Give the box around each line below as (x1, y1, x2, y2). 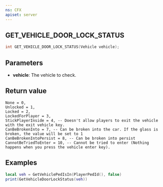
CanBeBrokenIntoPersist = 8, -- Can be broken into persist (5, 136, 136, 141)
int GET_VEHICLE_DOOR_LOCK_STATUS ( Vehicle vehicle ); (5, 44, 120, 50)
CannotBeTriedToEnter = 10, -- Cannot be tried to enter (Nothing (5, 140, 149, 145)
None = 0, (5, 100, 26, 105)
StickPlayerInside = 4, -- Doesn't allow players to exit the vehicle (5, 118, 158, 123)
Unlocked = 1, (5, 105, 36, 110)
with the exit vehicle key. (5, 122, 65, 128)
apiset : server (5, 12, 38, 17)
